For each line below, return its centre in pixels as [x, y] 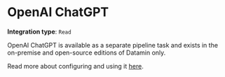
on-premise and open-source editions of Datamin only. [87, 52]
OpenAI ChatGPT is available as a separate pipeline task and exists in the [113, 45]
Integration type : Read [39, 31]
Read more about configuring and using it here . [75, 66]
